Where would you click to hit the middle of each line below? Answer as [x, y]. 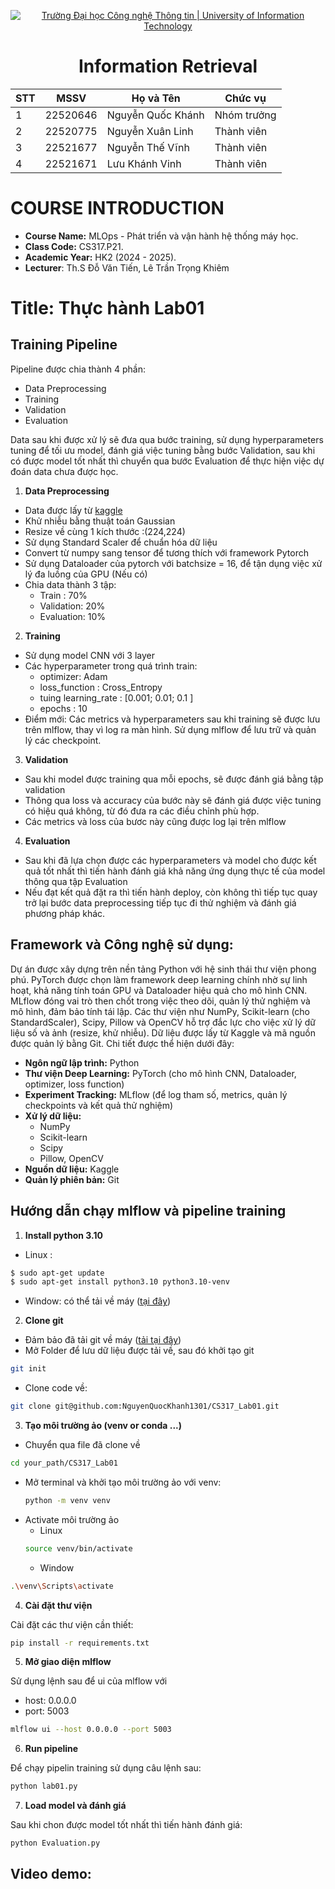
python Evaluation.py [55, 1843]
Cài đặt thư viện [58, 1605]
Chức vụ [245, 98]
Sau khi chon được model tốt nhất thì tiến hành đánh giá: [126, 1825]
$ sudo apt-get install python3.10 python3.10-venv [120, 1282]
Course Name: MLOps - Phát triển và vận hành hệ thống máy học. [161, 236]
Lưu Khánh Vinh [144, 163]
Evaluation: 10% [73, 616]
